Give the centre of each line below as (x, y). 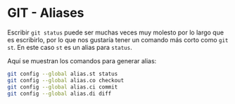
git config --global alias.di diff (59, 93)
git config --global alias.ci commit (63, 87)
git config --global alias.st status (63, 74)
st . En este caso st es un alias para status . (70, 47)
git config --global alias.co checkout (66, 80)
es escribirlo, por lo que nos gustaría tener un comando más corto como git (118, 39)
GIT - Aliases (46, 13)
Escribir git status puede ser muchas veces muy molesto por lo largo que (115, 32)
